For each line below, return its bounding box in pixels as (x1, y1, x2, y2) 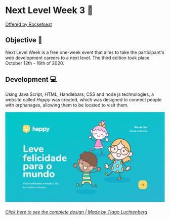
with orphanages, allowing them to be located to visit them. (5, 102, 129, 108)
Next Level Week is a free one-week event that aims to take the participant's (5, 49, 164, 55)
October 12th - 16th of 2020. (5, 60, 64, 66)
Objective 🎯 (5, 36, 42, 44)
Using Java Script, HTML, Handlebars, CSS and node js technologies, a (5, 91, 154, 97)
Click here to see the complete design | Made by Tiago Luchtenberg (5, 209, 148, 215)
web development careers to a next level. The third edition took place (5, 54, 150, 61)
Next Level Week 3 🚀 (5, 5, 94, 16)
